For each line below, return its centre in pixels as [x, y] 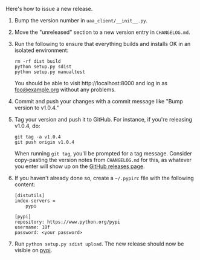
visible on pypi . [33, 250]
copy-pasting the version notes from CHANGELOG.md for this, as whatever [103, 160]
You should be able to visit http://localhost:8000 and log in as [91, 83]
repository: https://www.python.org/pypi [67, 222]
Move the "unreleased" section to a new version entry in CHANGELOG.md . [102, 32]
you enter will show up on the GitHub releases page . [79, 166]
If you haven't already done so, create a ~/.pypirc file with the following [104, 178]
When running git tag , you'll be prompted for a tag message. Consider [103, 153]
